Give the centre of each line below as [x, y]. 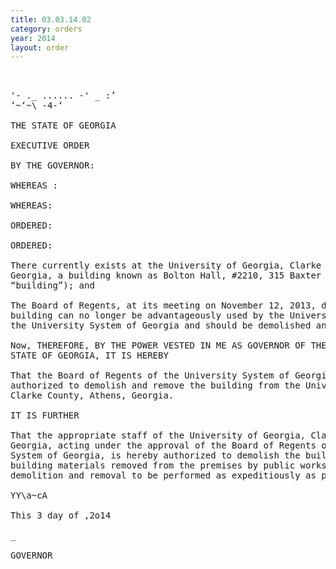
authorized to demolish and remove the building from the [155, 385]
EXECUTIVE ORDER [50, 145]
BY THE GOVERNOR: [52, 165]
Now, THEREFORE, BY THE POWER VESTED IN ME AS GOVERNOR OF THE [168, 345]
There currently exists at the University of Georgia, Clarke [166, 265]
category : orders [46, 29]
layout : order [40, 47]
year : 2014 [33, 38]
